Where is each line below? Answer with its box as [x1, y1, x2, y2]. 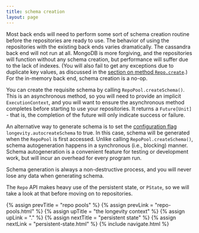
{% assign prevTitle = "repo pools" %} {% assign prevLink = [6, 201, 154, 208]
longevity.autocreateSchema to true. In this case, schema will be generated [6, 129, 190, 136]
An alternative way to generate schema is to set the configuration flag [6, 123, 177, 130]
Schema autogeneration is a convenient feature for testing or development [6, 148, 189, 155]
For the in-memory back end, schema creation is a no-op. [6, 75, 148, 82]
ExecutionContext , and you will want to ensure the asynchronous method [6, 98, 185, 106]
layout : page [6, 14, 39, 20]
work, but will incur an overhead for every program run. [6, 154, 142, 161]
